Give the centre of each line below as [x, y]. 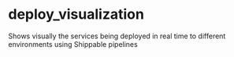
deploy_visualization [76, 14]
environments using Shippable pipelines [73, 44]
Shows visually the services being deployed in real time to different [117, 36]
